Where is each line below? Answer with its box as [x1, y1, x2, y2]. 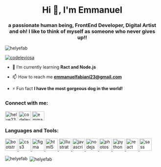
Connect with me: [5, 100, 48, 107]
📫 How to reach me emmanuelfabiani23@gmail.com [12, 74, 122, 80]
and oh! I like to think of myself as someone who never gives [9, 28, 156, 35]
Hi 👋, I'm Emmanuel [42, 4, 122, 16]
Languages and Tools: [5, 127, 59, 134]
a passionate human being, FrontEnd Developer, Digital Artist [8, 22, 157, 29]
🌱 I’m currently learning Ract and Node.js [12, 64, 96, 70]
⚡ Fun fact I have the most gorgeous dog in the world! [12, 86, 123, 92]
